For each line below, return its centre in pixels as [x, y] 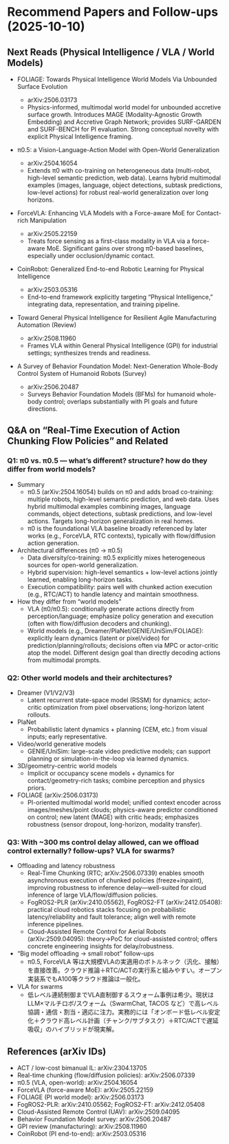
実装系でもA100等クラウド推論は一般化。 [86, 979]
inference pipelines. [55, 924]
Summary [31, 484]
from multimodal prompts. [64, 660]
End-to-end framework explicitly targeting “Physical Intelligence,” [120, 297]
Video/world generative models [62, 743]
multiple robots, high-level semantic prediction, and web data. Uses [123, 499]
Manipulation [48, 220]
